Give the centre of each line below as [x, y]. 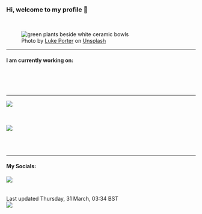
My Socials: [21, 166]
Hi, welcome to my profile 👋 [47, 10]
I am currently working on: [40, 60]
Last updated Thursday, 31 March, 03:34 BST [63, 198]
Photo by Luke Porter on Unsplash [64, 41]
